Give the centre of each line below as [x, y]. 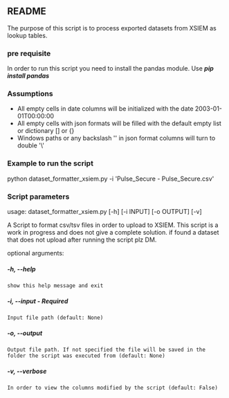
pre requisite [29, 53]
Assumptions [30, 94]
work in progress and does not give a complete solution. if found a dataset [113, 232]
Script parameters [38, 197]
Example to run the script [50, 163]
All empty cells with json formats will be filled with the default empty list [119, 123]
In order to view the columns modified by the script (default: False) [112, 388]
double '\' [31, 145]
